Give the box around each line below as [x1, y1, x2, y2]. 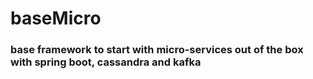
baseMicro [10, 7, 102, 30]
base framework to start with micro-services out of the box [10, 43, 304, 57]
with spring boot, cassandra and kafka [10, 55, 202, 69]
